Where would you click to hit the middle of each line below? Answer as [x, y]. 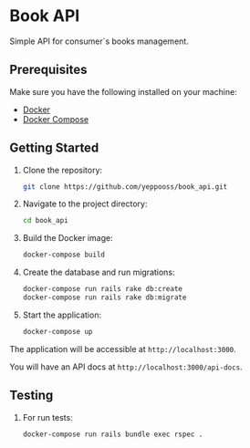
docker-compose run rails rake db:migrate [104, 297]
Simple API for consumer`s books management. [99, 41]
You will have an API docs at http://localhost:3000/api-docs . [126, 367]
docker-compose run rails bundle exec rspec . [113, 434]
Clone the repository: [62, 170]
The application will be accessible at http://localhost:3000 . [123, 349]
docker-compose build [63, 255]
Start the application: [62, 315]
